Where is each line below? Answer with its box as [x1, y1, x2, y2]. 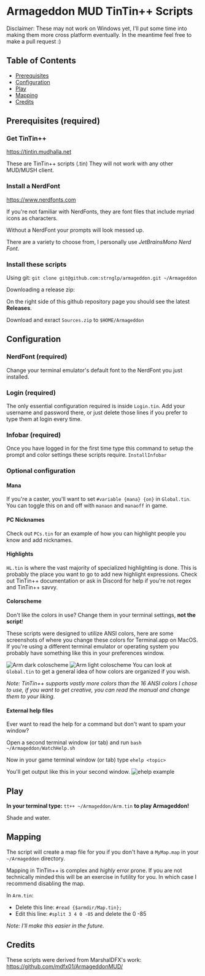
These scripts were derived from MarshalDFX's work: [6, 956, 142, 963]
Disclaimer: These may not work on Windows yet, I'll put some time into [6, 25, 187, 32]
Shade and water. [6, 814, 51, 822]
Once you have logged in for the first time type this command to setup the [6, 444, 193, 452]
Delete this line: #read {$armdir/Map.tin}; [15, 903, 122, 911]
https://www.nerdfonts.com [6, 195, 76, 203]
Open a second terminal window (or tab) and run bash [6, 739, 142, 746]
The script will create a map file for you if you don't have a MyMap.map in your [6, 848, 199, 856]
